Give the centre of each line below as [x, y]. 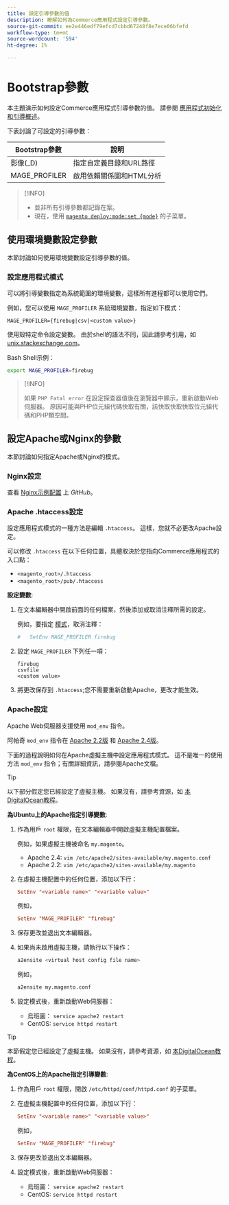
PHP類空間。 [55, 415]
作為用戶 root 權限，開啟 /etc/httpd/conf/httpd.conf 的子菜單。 [109, 1089]
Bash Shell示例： [31, 358]
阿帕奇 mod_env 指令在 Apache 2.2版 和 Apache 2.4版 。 [85, 740]
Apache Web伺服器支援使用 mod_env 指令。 [68, 726]
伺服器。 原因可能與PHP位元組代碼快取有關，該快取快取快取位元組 [118, 406]
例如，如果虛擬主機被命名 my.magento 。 [72, 843]
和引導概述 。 [25, 116]
